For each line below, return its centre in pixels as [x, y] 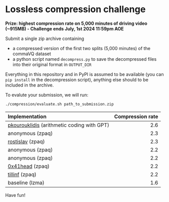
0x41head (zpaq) [29, 166]
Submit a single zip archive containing [45, 38]
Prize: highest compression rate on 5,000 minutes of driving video [76, 23]
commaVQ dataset [32, 54]
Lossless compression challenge [75, 9]
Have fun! [15, 195]
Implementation [27, 116]
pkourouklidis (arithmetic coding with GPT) [59, 125]
